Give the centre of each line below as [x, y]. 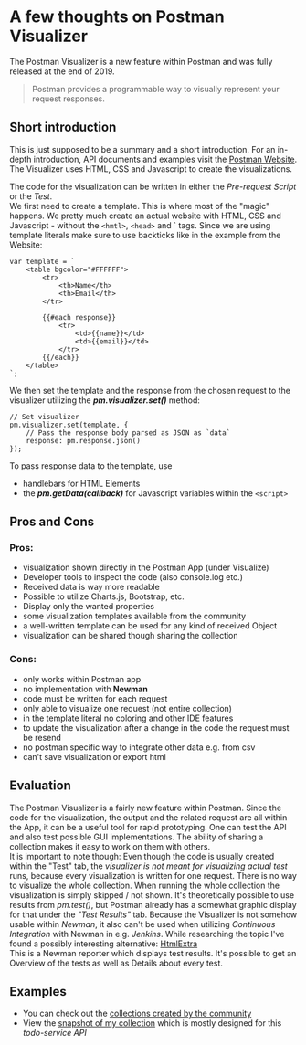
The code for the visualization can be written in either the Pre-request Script [153, 186]
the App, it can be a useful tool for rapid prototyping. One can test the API [148, 827]
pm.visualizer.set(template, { [69, 425]
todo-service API [54, 1033]
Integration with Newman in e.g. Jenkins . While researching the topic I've [147, 934]
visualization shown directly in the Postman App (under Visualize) [146, 567]
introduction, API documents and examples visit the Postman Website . [165, 159]
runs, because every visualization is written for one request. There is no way [153, 875]
